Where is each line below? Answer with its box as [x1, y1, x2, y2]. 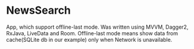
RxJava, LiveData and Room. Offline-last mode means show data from [6, 29, 179, 36]
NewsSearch [6, 4, 71, 17]
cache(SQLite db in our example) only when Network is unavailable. [6, 36, 173, 43]
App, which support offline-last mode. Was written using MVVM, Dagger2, [6, 23, 189, 30]
